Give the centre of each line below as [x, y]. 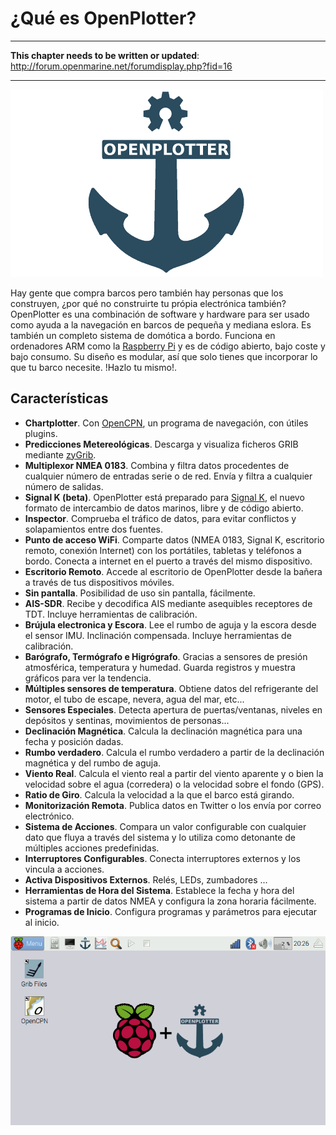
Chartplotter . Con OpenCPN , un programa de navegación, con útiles [166, 423]
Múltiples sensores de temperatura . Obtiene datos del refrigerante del [171, 688]
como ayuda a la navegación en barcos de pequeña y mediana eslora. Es [161, 324]
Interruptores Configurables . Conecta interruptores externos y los [162, 858]
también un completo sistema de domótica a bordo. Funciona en [143, 335]
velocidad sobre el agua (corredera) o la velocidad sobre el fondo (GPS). [174, 784]
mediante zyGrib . [60, 454]
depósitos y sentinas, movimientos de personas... [127, 720]
